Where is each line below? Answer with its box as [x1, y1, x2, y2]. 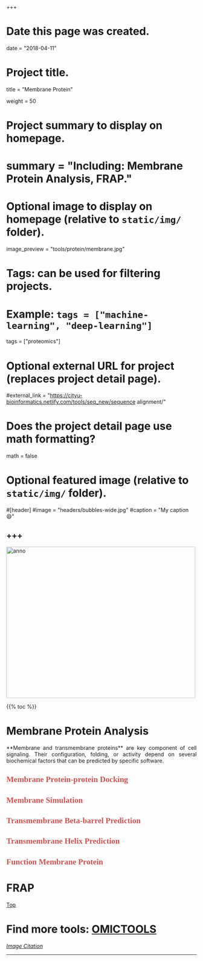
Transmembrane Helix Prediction [6, 836, 120, 846]
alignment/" [137, 398, 166, 405]
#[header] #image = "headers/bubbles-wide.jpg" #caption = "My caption [6, 507, 189, 514]
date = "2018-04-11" [6, 44, 57, 51]
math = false [6, 452, 37, 460]
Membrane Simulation [6, 795, 83, 805]
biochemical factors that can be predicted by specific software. [6, 757, 164, 764]
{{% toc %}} [6, 703, 37, 710]
